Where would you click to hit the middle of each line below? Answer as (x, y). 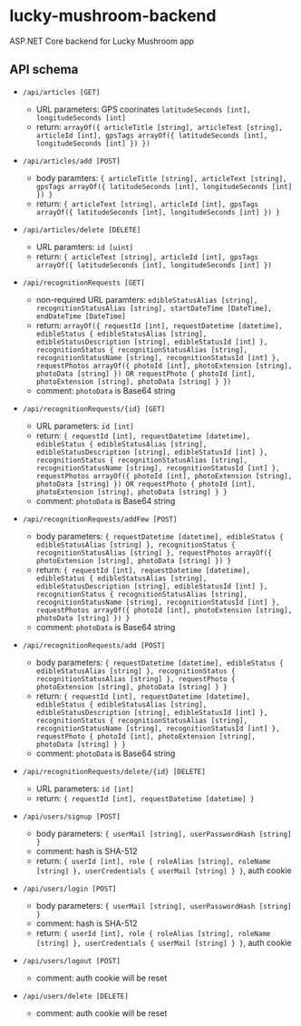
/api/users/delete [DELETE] (75, 996)
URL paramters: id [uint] (85, 246)
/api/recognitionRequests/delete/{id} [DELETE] (114, 771)
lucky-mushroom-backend (113, 16)
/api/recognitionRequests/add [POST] (94, 645)
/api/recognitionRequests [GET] (83, 283)
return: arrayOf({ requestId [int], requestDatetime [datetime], (159, 325)
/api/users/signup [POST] (71, 816)
